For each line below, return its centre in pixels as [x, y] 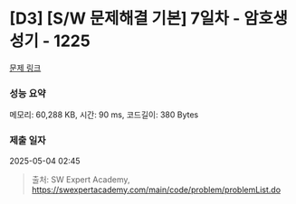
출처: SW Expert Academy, [81, 179]
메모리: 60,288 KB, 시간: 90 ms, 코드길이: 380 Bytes [104, 115]
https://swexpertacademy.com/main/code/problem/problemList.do [156, 190]
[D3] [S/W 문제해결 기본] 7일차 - [125, 19]
